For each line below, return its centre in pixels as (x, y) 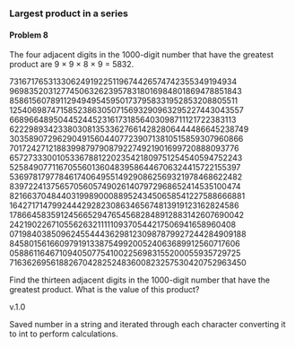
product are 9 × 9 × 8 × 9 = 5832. (72, 65)
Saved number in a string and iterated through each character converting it (147, 325)
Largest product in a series (69, 13)
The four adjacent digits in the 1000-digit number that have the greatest (141, 55)
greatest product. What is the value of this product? (104, 290)
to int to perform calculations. (64, 334)
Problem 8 (29, 35)
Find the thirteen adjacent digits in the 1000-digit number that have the (140, 280)
